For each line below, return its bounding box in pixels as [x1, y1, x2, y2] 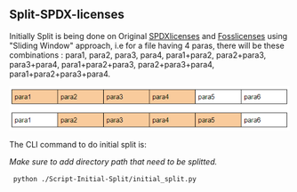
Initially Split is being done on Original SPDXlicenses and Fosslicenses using [9, 30, 288, 41]
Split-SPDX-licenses [9, 7, 124, 22]
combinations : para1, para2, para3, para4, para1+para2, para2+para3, [9, 49, 267, 60]
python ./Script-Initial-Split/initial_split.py [12, 175, 197, 184]
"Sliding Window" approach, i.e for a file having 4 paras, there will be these [9, 40, 285, 51]
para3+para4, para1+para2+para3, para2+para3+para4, [9, 59, 215, 69]
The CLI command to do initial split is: [9, 140, 147, 150]
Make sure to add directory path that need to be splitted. [9, 156, 218, 167]
